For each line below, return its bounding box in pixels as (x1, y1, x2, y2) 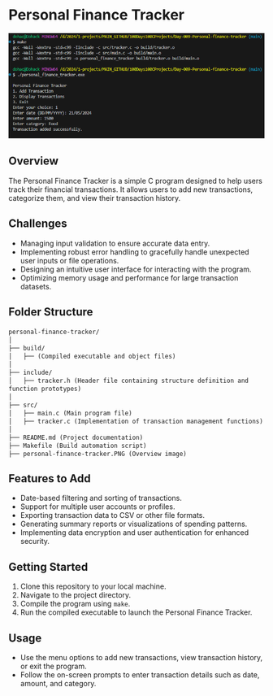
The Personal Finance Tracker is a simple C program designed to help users (8, 176, 262, 185)
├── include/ (8, 368, 53, 376)
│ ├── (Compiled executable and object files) (8, 352, 176, 360)
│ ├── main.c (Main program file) (8, 409, 132, 417)
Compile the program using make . (19, 599, 131, 609)
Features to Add (8, 472, 91, 485)
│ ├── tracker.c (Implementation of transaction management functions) (8, 417, 264, 425)
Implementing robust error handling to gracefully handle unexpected (19, 246, 249, 257)
